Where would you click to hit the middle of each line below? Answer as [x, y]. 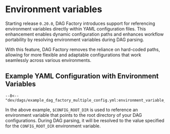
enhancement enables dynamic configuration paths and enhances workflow [84, 34]
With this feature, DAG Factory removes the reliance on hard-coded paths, [83, 49]
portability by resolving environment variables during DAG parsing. [75, 40]
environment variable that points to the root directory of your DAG [74, 115]
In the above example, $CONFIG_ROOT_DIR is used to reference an [72, 110]
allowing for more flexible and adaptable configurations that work [73, 55]
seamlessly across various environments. [48, 60]
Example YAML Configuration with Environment [82, 76]
